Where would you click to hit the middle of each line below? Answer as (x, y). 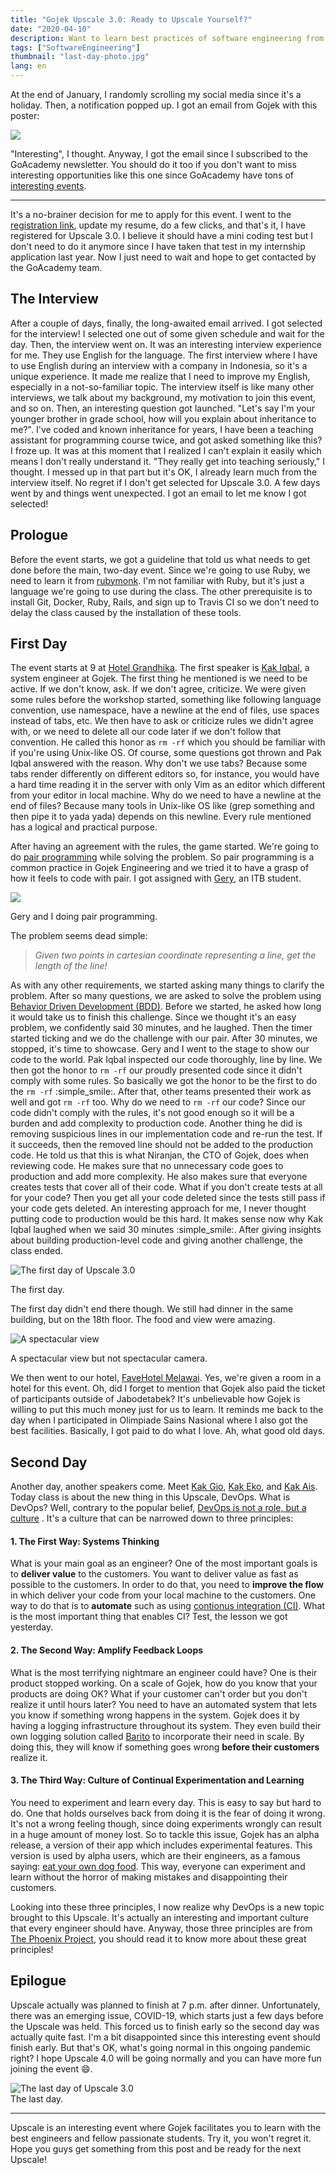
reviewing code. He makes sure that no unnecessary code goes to (147, 1166)
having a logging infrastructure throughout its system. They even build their (166, 1725)
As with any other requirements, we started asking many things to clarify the (167, 985)
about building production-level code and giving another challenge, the (156, 1240)
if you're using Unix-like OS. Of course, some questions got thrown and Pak (166, 753)
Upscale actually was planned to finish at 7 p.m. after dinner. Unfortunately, (165, 2005)
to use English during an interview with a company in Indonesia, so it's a (159, 365)
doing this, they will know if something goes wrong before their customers (165, 1747)
